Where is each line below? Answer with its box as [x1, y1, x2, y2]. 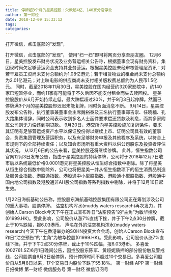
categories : [5, 26, 31, 32]
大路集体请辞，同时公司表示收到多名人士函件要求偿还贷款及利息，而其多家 [5, 116, 161, 122]
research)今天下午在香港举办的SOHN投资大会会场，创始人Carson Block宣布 [5, 228, 164, 234]
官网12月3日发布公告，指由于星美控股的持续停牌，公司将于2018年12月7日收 [5, 154, 164, 160]
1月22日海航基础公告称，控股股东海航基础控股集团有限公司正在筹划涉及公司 [5, 197, 164, 203]
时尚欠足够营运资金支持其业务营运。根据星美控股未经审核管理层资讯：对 [14, 65, 166, 71]
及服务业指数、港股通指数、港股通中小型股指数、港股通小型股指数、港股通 [5, 173, 161, 179]
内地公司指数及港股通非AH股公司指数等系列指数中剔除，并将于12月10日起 [9, 179, 164, 185]
